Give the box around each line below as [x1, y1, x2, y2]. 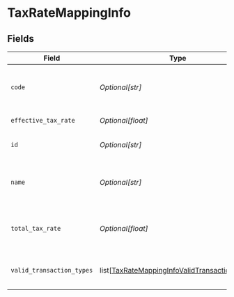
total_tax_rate [10, 224, 61, 232]
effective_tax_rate [10, 116, 75, 124]
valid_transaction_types [10, 266, 93, 274]
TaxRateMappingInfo [7, 5, 131, 21]
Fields [7, 33, 35, 45]
